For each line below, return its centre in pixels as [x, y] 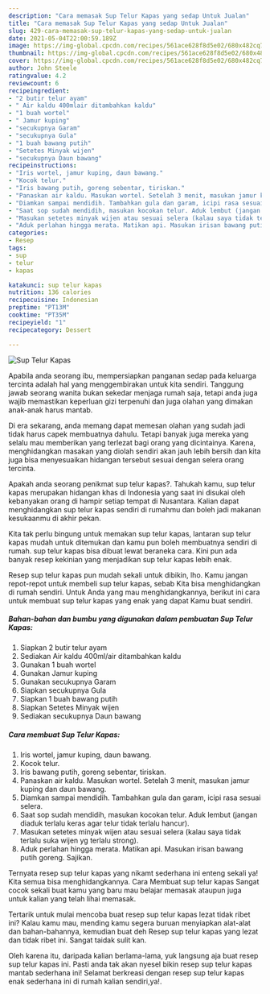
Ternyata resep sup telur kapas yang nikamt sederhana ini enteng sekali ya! [133, 873]
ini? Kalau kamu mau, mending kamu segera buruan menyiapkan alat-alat [130, 923]
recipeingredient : [39, 91]
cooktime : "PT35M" [39, 315]
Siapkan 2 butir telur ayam [63, 648]
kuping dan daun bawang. [63, 789]
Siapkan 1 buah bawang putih [69, 699]
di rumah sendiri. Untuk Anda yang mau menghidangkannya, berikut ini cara [134, 592]
